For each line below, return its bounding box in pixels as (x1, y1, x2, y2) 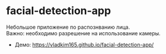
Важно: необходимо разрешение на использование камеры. (6, 29, 161, 36)
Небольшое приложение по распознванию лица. (6, 23, 130, 31)
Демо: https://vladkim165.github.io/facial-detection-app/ (14, 41, 154, 48)
